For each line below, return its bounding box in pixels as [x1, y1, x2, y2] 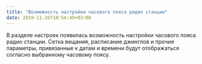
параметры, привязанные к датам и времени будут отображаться [6, 44, 179, 52]
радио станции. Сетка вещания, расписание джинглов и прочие [6, 38, 175, 45]
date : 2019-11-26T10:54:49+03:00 [6, 15, 92, 21]
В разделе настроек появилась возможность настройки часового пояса [6, 31, 197, 38]
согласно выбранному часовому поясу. [6, 51, 110, 58]
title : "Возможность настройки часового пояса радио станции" [6, 9, 168, 15]
